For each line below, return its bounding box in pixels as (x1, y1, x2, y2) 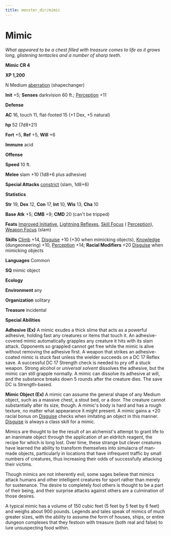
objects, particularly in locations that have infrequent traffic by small (18, 450, 162, 456)
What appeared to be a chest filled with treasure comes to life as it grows (5, 47, 160, 53)
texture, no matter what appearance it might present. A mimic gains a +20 (5, 407, 161, 413)
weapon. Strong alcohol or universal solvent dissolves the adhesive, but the (5, 365, 164, 371)
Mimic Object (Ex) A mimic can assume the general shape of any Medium (5, 391, 161, 398)
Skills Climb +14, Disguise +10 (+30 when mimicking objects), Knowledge (5, 236, 160, 243)
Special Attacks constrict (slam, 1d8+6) (5, 181, 89, 187)
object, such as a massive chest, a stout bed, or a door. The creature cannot (5, 396, 166, 403)
